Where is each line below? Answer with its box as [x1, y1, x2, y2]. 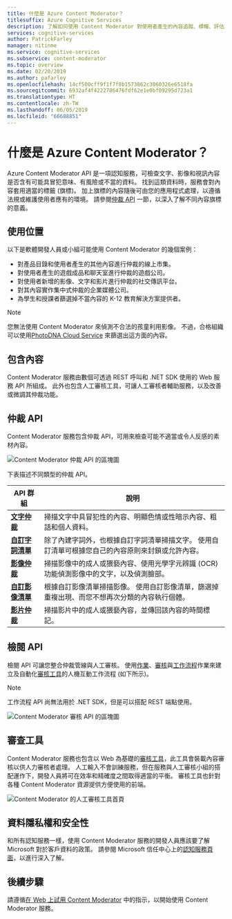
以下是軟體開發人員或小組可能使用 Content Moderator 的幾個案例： [7, 245, 198, 254]
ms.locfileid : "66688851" [7, 113, 81, 120]
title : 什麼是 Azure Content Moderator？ [7, 10, 124, 17]
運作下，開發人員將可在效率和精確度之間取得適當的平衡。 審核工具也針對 [12, 771, 221, 779]
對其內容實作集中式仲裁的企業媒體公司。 [17, 286, 133, 294]
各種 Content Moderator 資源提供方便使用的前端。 [7, 780, 150, 788]
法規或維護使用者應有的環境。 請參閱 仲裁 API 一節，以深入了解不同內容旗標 [7, 195, 222, 203]
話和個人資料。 [43, 522, 93, 532]
